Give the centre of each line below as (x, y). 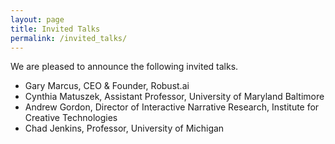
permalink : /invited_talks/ (69, 38)
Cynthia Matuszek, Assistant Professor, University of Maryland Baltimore (174, 97)
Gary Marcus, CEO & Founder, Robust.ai (107, 86)
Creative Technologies (71, 118)
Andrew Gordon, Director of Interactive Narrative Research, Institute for (172, 107)
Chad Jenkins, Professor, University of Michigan (124, 128)
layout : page (37, 19)
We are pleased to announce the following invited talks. (124, 67)
